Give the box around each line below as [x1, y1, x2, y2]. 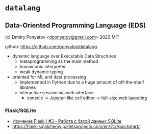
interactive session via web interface [19, 90, 94, 95]
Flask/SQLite [5, 107, 37, 114]
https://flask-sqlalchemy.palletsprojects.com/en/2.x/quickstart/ [12, 124, 140, 130]
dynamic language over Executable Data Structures [12, 53, 116, 59]
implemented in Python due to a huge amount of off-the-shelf [19, 80, 145, 85]
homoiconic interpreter [19, 64, 66, 69]
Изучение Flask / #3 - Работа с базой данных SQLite [12, 118, 122, 124]
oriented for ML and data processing [12, 74, 87, 80]
